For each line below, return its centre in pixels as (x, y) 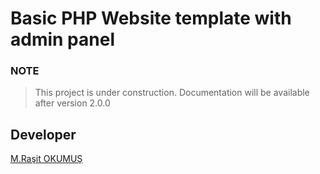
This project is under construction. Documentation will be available (172, 93)
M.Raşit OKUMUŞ (46, 159)
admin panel (62, 39)
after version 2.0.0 (72, 103)
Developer (43, 134)
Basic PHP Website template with (151, 18)
